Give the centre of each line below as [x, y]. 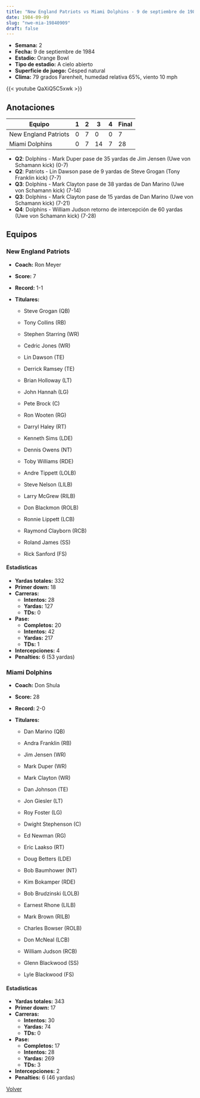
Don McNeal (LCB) [47, 940]
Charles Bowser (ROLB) [53, 928]
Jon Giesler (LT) [43, 801]
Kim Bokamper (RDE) [49, 882]
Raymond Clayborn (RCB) [55, 530]
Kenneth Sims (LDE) [48, 438]
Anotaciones [30, 107]
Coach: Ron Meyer [38, 264]
